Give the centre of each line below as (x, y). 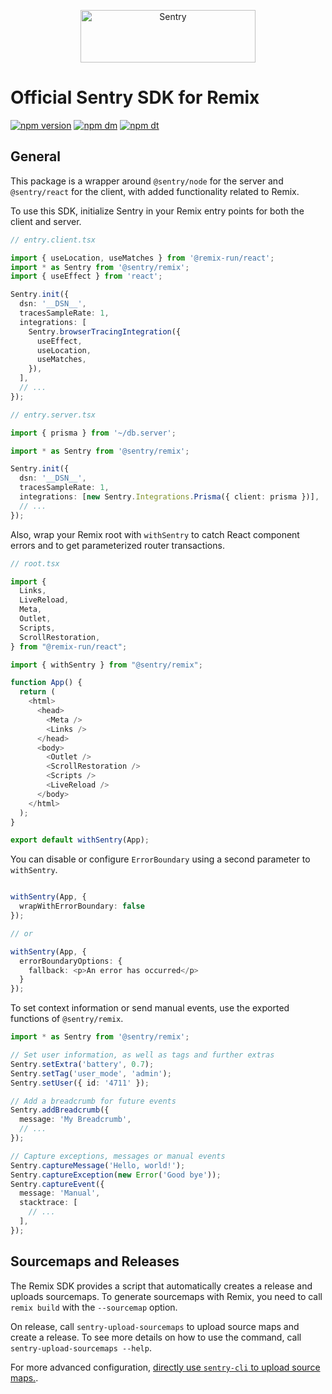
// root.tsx (35, 563)
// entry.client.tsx (53, 240)
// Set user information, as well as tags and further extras (142, 1055)
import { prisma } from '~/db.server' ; (93, 433)
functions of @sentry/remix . (67, 1019)
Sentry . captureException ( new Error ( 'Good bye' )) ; (116, 1175)
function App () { (46, 683)
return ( (37, 692)
